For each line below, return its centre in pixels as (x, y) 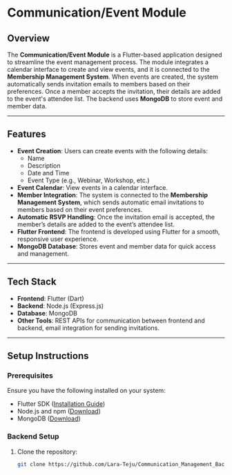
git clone (31, 464)
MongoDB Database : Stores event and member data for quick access (116, 246)
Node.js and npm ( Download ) (59, 411)
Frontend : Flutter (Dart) (50, 298)
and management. (43, 253)
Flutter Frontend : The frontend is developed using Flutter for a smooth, (118, 231)
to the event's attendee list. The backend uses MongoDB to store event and (115, 99)
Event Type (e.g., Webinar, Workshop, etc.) (88, 180)
